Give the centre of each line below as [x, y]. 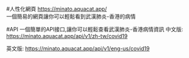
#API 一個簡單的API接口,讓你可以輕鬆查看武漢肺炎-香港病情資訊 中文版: [94, 29]
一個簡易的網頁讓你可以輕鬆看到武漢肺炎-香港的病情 [71, 16]
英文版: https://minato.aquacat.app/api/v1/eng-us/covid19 [78, 48]
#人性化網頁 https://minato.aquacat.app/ [57, 9]
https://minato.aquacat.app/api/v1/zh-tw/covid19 [67, 36]
